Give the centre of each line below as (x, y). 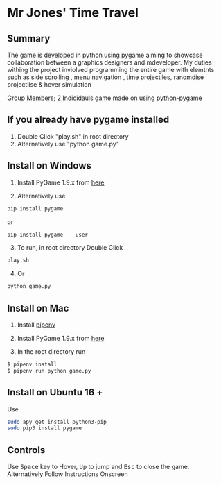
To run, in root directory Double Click (70, 248)
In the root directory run (51, 351)
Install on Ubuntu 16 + (55, 392)
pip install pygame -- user (48, 235)
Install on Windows (49, 165)
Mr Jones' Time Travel (73, 13)
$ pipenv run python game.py (49, 371)
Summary (29, 39)
